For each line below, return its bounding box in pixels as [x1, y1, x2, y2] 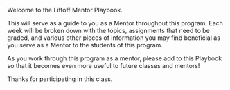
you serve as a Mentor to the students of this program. [7, 41, 163, 49]
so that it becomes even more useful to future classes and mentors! [7, 62, 200, 69]
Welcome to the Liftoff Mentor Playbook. [7, 6, 123, 14]
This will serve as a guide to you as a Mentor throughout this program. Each [7, 19, 224, 27]
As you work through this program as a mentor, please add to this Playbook [7, 54, 222, 63]
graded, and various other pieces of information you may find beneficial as [7, 34, 220, 42]
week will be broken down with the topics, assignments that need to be [7, 27, 210, 34]
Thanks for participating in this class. [7, 75, 113, 83]
